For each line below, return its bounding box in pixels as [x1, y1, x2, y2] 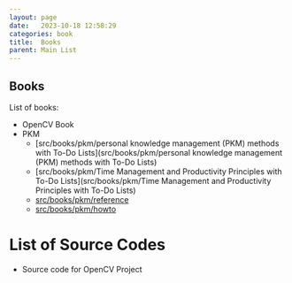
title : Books [9, 37, 62, 47]
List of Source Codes [9, 235, 166, 255]
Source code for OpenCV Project [21, 264, 143, 274]
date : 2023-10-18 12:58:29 [9, 21, 117, 30]
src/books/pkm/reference [35, 194, 129, 204]
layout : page [9, 12, 58, 22]
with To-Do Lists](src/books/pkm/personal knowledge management [35, 147, 283, 157]
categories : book [9, 29, 73, 38]
